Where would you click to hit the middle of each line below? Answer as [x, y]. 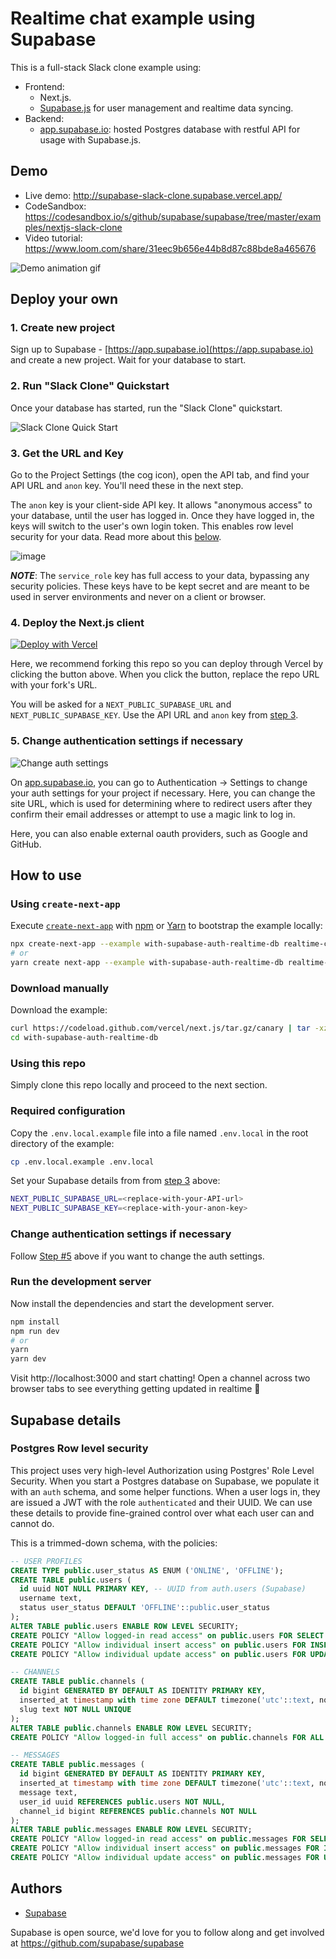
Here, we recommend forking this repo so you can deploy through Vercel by [167, 664]
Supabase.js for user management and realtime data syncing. [166, 108]
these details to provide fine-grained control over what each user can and [162, 1513]
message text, [48, 1792]
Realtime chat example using [133, 18]
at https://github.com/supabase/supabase [97, 1943]
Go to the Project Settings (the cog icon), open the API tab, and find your [160, 475]
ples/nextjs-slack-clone [73, 227]
